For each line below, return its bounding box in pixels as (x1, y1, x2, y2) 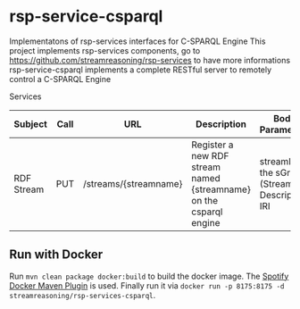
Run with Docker (9, 247, 104, 263)
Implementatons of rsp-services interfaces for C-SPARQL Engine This (9, 36, 266, 46)
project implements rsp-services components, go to (9, 45, 201, 55)
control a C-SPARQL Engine (9, 73, 112, 84)
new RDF (191, 149, 229, 162)
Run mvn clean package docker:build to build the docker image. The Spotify (9, 271, 289, 281)
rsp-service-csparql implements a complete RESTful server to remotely (9, 64, 272, 75)
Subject (13, 118, 47, 130)
